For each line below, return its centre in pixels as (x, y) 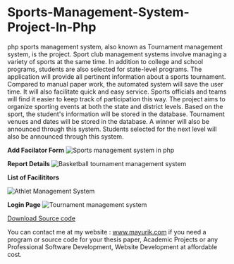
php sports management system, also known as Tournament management (115, 46)
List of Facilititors (33, 177)
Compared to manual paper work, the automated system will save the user (116, 84)
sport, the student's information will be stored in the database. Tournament (116, 114)
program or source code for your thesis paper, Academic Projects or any (113, 239)
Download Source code (42, 218)
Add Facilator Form (36, 150)
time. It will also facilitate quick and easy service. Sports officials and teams (117, 92)
